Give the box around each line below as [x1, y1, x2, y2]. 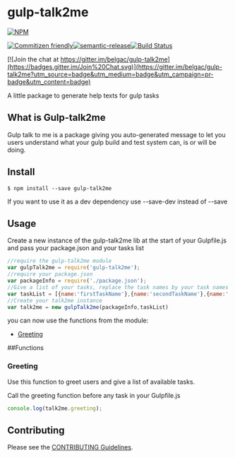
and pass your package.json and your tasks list [7, 244, 145, 252]
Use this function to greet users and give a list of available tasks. [7, 377, 195, 386]
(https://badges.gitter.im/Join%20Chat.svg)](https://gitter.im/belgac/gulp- [7, 62, 223, 71]
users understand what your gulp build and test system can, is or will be [7, 138, 217, 146]
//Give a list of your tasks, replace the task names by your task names [7, 283, 229, 290]
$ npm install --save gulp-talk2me [7, 184, 112, 192]
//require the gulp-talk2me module [7, 257, 112, 265]
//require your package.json [7, 271, 93, 278]
